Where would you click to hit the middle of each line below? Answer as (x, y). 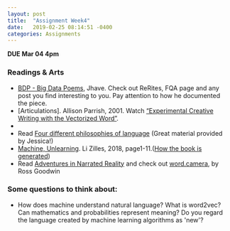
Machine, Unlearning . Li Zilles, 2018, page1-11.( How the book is (110, 148)
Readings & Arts (36, 72)
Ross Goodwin (39, 171)
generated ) (34, 156)
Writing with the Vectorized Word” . (68, 118)
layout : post (27, 14)
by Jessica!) (35, 141)
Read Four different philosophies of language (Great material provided (120, 133)
